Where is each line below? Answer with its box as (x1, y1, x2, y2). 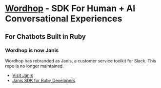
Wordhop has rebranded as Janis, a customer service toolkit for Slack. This (5, 58, 157, 63)
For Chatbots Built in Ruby (5, 32, 86, 41)
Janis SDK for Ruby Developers (12, 77, 76, 83)
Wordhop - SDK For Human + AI (5, 3, 136, 14)
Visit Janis (12, 72, 33, 78)
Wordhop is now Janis (5, 47, 59, 54)
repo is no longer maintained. (5, 63, 64, 69)
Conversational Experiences (5, 13, 122, 24)
